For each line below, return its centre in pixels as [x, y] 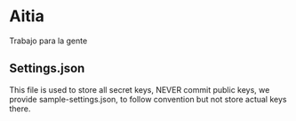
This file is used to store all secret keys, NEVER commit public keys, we [140, 89]
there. [20, 109]
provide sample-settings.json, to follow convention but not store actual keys [148, 99]
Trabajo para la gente [48, 41]
